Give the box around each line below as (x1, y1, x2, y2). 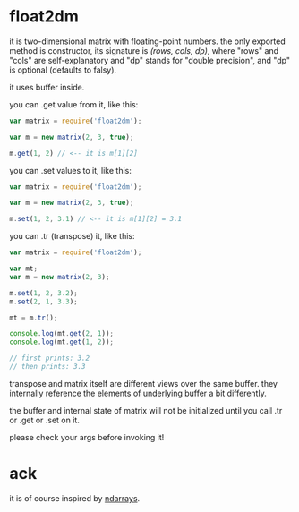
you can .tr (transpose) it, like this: (9, 231, 135, 242)
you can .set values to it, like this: (9, 165, 132, 175)
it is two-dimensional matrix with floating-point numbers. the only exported (9, 36, 286, 47)
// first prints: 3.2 (9, 354, 90, 363)
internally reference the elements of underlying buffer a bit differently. (9, 388, 267, 398)
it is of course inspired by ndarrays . (9, 492, 141, 503)
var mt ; (9, 264, 38, 274)
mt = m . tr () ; (9, 313, 58, 322)
